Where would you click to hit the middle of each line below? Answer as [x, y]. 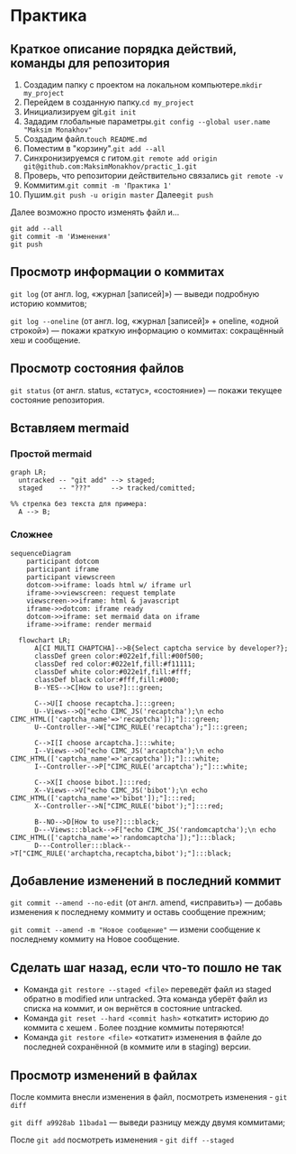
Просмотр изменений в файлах [104, 1075]
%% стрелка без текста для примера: [79, 504]
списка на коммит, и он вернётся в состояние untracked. [133, 1009]
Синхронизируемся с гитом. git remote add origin [120, 158]
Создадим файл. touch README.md [85, 139]
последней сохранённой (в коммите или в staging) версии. [137, 1047]
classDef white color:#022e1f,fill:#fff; [113, 672]
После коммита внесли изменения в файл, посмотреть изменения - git [149, 1097]
